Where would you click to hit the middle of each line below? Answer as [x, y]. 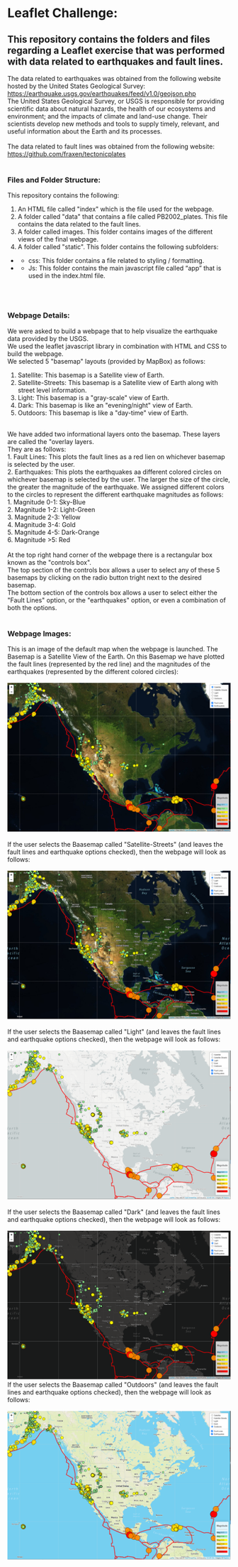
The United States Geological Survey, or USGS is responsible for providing [116, 101]
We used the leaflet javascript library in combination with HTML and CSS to [117, 346]
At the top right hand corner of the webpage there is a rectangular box [110, 555]
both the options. [32, 607]
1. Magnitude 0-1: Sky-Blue [47, 501]
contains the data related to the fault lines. [79, 224]
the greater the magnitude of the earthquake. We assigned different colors [116, 487]
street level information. [52, 390]
